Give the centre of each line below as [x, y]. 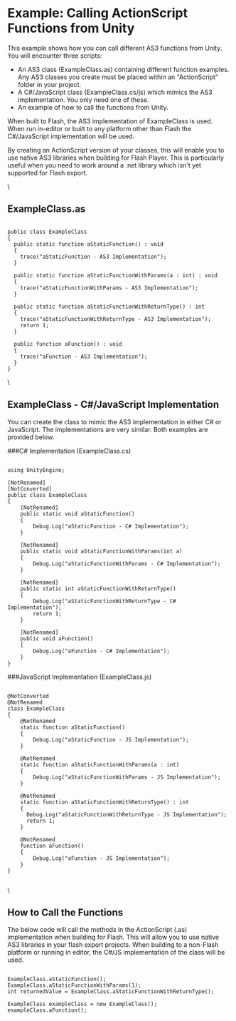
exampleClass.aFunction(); [47, 1010]
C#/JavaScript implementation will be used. [71, 136]
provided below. [31, 437]
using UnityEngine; [36, 470]
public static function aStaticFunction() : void [88, 244]
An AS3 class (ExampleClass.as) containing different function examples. [123, 69]
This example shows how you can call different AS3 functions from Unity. [115, 48]
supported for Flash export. [47, 173]
